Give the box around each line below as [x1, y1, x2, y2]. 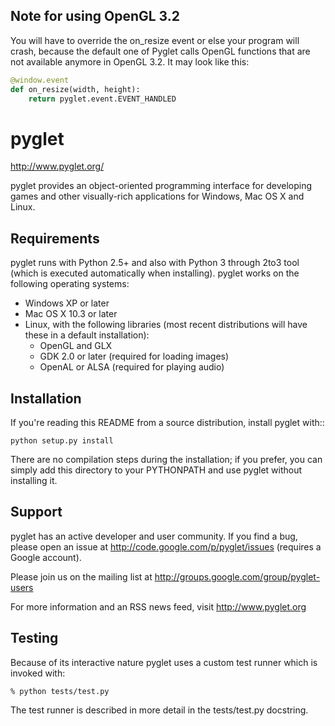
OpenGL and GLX [39, 340, 113, 352]
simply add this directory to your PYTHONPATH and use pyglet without [10, 464, 303, 476]
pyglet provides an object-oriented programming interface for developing [10, 180, 312, 192]
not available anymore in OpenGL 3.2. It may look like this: [10, 55, 250, 68]
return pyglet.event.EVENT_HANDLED [28, 94, 177, 104]
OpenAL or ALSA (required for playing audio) [39, 361, 225, 373]
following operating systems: [10, 278, 130, 290]
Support [10, 504, 63, 521]
